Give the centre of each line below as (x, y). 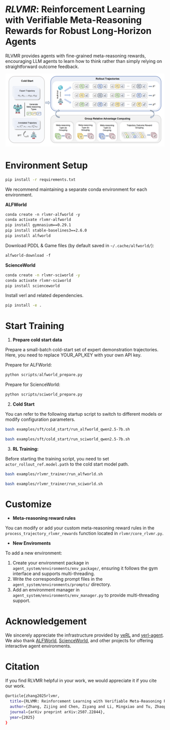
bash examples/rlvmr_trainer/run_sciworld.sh (54, 484)
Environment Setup (47, 165)
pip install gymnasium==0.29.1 (38, 225)
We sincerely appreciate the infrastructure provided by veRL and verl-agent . (85, 635)
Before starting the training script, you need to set (57, 458)
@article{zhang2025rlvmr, (32, 696)
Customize (29, 504)
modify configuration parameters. (40, 419)
